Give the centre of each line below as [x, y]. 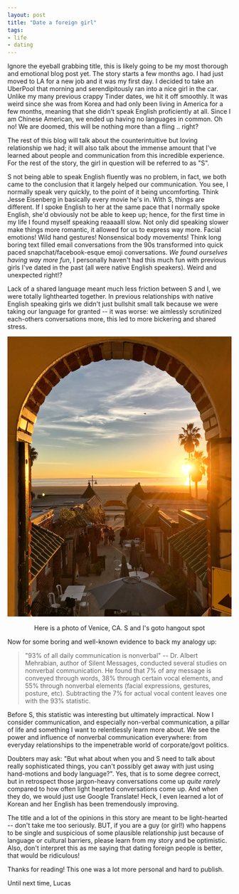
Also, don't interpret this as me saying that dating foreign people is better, [115, 848]
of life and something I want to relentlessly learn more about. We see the [114, 730]
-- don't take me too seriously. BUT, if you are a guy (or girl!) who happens [117, 826]
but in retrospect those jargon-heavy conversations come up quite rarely [114, 782]
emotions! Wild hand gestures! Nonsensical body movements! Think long [115, 238]
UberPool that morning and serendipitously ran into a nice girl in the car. [113, 89]
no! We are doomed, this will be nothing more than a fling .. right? [103, 127]
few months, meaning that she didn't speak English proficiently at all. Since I [119, 112]
